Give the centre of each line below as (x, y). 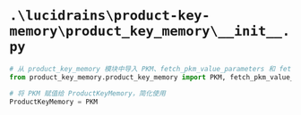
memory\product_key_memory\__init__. (150, 32)
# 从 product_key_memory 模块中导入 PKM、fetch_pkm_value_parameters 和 (142, 69)
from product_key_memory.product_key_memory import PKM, (118, 77)
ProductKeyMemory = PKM (54, 102)
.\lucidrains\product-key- (110, 16)
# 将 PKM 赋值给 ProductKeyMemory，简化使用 (87, 93)
